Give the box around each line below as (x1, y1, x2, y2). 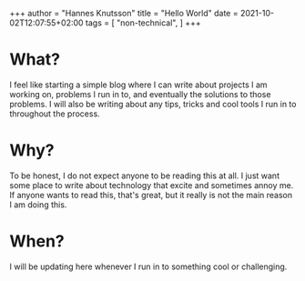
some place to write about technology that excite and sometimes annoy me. (9, 179, 294, 190)
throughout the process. (9, 108, 100, 119)
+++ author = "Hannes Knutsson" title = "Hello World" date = (9, 8, 239, 18)
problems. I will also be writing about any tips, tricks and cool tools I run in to (9, 98, 297, 109)
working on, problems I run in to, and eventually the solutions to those (9, 88, 271, 99)
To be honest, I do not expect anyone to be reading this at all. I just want (9, 170, 280, 181)
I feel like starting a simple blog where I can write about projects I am (9, 79, 268, 90)
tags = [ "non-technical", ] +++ (85, 17, 202, 28)
